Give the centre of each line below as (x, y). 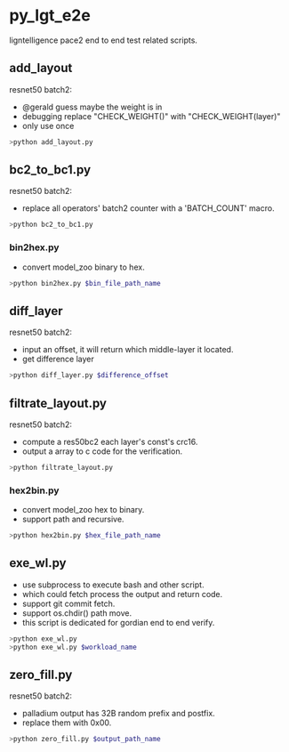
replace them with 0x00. (67, 723)
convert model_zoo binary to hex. (83, 267)
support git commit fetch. (68, 603)
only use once (48, 125)
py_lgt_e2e (50, 16)
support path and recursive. (73, 519)
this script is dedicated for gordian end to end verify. (118, 622)
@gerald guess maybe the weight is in (92, 107)
